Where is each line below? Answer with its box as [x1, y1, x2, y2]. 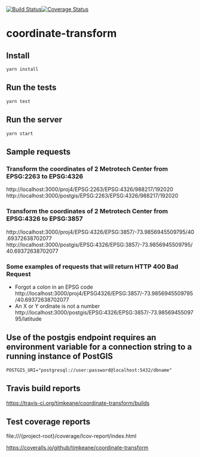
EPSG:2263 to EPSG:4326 [6, 172, 84, 180]
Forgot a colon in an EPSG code [14, 283, 94, 290]
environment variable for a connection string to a [6, 342, 192, 352]
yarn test [6, 98, 31, 104]
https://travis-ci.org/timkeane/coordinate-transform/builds [6, 399, 150, 407]
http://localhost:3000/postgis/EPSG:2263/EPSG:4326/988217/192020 [6, 192, 179, 199]
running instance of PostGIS [6, 351, 113, 362]
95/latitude [14, 315, 42, 322]
